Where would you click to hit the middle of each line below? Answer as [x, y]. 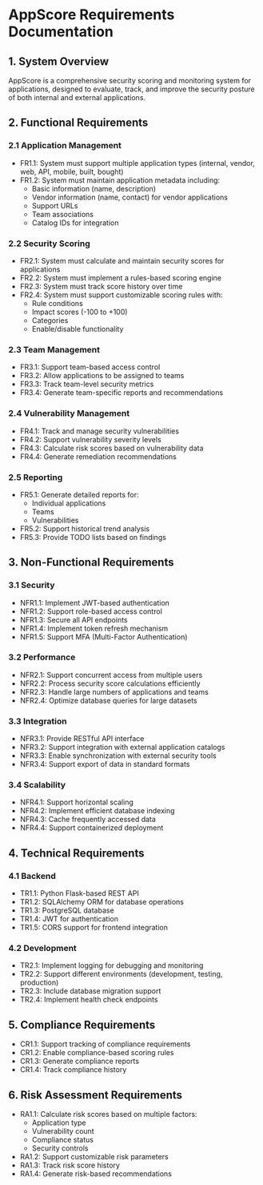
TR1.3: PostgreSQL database [67, 910]
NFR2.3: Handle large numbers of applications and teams [114, 691]
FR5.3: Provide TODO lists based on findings [93, 537]
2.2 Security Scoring [49, 244]
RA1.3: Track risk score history [70, 1165]
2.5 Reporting [36, 477]
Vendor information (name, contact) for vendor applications [130, 197]
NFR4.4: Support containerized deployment [92, 828]
